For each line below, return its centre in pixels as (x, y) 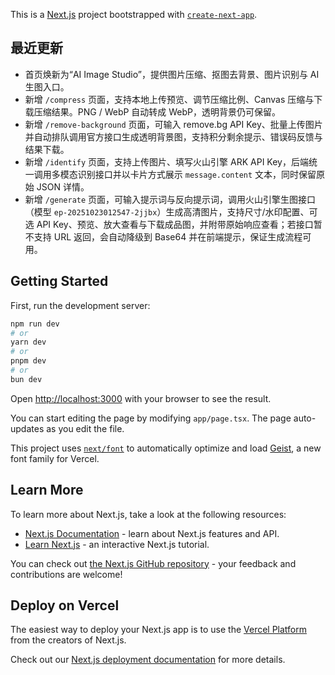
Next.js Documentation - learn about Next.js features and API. (152, 533)
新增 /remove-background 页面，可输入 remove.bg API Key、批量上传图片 (173, 124)
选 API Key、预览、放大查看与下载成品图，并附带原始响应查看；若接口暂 (173, 224)
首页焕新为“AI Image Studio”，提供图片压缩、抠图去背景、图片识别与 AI (172, 74)
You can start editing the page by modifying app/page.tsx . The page (151, 418)
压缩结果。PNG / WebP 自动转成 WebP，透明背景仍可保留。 (157, 111)
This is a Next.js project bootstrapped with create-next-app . (134, 14)
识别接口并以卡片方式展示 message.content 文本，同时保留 (197, 174)
